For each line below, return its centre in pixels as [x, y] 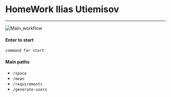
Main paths [17, 61]
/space [20, 74]
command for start [25, 51]
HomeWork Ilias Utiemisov [62, 9]
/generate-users [30, 90]
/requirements [27, 84]
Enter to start [20, 40]
